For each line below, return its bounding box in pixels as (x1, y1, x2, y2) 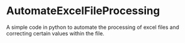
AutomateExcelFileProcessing (6, 4, 160, 18)
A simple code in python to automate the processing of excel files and (6, 24, 180, 31)
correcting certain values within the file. (6, 29, 105, 37)
